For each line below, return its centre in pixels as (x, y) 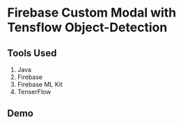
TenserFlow (34, 92)
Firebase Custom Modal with (92, 13)
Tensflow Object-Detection (87, 27)
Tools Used (32, 53)
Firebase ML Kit (40, 84)
